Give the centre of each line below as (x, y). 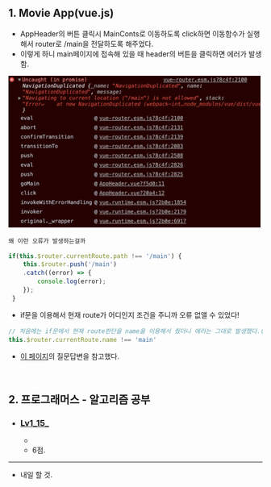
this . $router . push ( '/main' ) (70, 264)
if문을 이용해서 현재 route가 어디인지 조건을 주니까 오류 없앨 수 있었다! (129, 314)
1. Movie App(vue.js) (61, 13)
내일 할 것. (36, 475)
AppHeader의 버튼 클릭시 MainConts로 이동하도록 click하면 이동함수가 (132, 33)
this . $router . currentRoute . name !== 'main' (83, 339)
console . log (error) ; (72, 281)
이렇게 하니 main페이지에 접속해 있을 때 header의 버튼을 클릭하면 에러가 (133, 54)
